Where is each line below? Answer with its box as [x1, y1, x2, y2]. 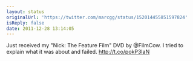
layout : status [6, 8, 45, 15]
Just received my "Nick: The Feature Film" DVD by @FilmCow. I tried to [6, 42, 183, 49]
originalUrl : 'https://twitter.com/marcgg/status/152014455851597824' [6, 14, 188, 20]
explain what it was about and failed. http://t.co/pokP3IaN [6, 48, 150, 56]
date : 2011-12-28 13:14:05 [6, 25, 74, 32]
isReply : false [6, 20, 45, 26]
